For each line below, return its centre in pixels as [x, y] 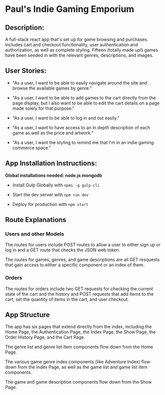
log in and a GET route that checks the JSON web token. [63, 250]
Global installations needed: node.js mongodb [54, 175]
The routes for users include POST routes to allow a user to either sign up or [83, 245]
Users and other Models [35, 234]
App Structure [27, 315]
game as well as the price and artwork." [53, 133]
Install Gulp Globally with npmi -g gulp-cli [56, 185]
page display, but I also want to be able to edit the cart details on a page [86, 103]
